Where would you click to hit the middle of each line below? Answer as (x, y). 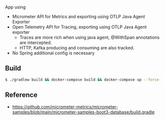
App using (15, 7)
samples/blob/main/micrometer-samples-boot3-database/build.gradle (83, 112)
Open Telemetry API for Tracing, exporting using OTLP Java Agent (79, 27)
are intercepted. (36, 43)
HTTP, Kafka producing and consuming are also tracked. (77, 48)
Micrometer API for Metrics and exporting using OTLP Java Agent (79, 16)
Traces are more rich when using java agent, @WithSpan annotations (89, 37)
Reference (21, 95)
